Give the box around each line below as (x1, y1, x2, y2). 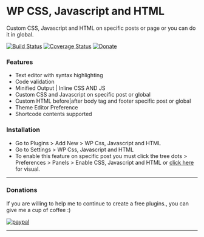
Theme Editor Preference (15, 104, 78, 111)
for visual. (15, 165, 41, 173)
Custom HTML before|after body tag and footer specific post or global (15, 97, 191, 105)
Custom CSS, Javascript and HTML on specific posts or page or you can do (6, 24, 196, 32)
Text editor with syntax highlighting (15, 72, 103, 79)
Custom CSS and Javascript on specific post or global (15, 91, 151, 98)
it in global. (6, 30, 34, 38)
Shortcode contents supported (15, 111, 92, 118)
